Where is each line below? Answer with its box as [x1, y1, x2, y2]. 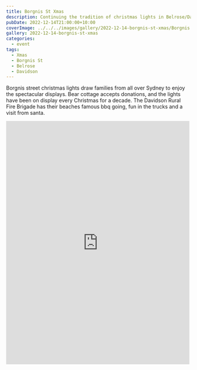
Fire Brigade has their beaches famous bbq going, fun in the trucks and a [6, 103, 183, 110]
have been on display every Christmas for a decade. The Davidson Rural [6, 97, 181, 104]
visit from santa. [6, 109, 45, 117]
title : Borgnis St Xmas [6, 8, 64, 15]
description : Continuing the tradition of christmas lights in [6, 14, 164, 20]
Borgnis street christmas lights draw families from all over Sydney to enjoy [6, 84, 185, 91]
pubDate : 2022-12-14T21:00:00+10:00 [6, 19, 96, 25]
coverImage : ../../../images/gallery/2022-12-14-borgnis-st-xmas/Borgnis [6, 25, 191, 31]
